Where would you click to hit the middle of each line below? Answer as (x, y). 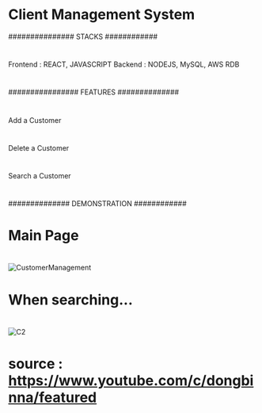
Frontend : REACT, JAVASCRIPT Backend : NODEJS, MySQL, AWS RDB (124, 64)
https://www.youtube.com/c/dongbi (131, 380)
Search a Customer (40, 175)
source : (36, 364)
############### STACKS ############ (83, 36)
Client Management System (102, 15)
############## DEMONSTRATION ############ (98, 204)
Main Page (44, 236)
